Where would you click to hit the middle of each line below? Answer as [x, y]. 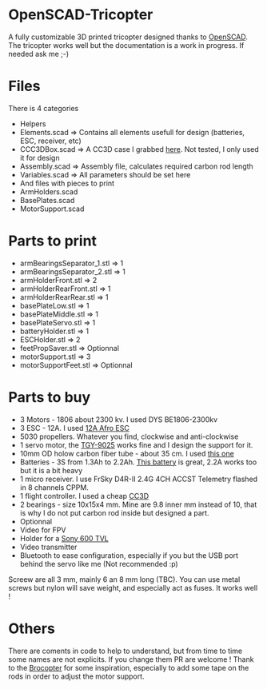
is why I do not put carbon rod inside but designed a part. [114, 512]
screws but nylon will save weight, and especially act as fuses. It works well [133, 587]
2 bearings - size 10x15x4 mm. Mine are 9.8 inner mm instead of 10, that [138, 504]
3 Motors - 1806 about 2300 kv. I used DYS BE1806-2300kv [119, 419]
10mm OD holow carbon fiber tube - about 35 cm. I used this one [127, 453]
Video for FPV [43, 530]
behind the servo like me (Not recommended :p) [99, 564]
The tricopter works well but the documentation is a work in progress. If [126, 45]
